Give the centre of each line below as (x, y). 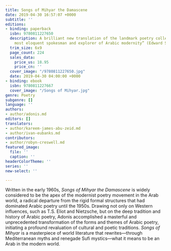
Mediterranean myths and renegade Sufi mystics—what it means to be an (82, 239)
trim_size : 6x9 (26, 48)
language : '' (19, 105)
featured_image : (22, 147)
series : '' (17, 166)
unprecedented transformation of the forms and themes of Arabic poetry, (82, 222)
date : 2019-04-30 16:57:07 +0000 (41, 15)
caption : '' (23, 157)
